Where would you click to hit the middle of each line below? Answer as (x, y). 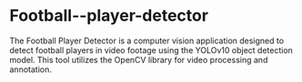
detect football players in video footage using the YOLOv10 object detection (151, 50)
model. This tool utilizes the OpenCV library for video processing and (139, 59)
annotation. (30, 69)
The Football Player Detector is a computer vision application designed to (147, 41)
